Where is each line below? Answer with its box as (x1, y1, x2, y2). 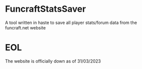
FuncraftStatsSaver (5, 3, 86, 15)
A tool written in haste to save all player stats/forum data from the (5, 20, 137, 25)
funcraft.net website (5, 24, 46, 30)
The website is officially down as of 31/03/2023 (5, 58, 101, 64)
